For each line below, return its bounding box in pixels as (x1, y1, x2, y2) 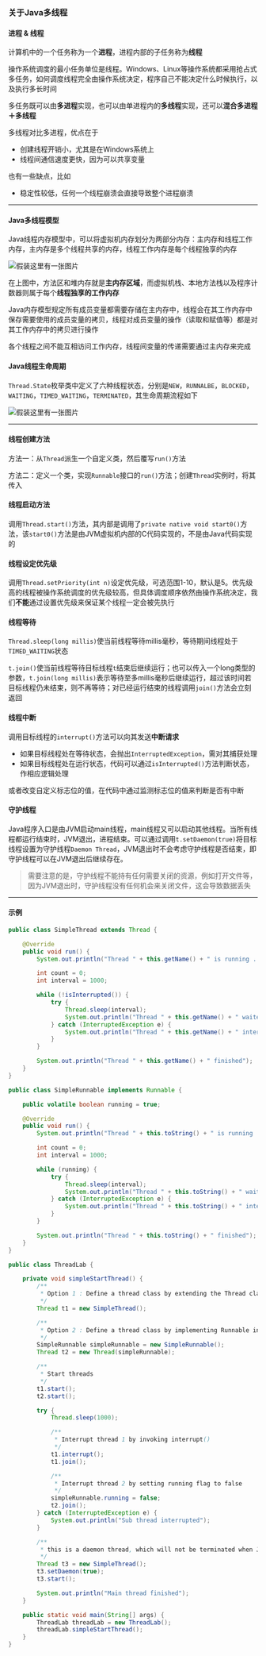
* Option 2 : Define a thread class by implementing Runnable (40, 1326, 249, 1334)
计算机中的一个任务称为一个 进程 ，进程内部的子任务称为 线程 (8, 48, 203, 57)
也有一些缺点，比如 (8, 171, 71, 181)
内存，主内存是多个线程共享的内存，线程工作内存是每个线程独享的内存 (8, 245, 237, 254)
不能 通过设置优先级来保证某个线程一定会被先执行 (15, 598, 175, 607)
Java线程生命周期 (8, 361, 66, 371)
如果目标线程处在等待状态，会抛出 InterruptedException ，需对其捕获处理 (19, 749, 257, 758)
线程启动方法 (8, 500, 50, 510)
